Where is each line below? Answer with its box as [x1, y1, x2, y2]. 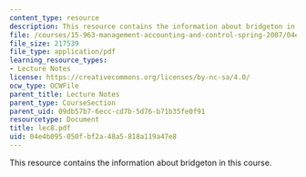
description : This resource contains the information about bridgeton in [9, 22, 296, 31]
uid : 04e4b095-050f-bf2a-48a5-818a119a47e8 [9, 132, 178, 141]
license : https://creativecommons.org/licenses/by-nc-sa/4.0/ [9, 73, 250, 82]
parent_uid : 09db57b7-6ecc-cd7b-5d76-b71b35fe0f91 [9, 107, 206, 116]
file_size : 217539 [9, 38, 79, 48]
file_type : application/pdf [9, 47, 117, 57]
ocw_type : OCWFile [9, 81, 79, 90]
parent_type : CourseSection [9, 98, 117, 108]
